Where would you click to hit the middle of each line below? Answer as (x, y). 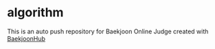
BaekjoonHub (26, 38)
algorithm (35, 13)
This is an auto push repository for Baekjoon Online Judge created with (108, 31)
